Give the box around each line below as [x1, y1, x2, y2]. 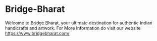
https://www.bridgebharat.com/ [5, 30, 70, 36]
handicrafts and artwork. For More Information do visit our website [5, 25, 141, 31]
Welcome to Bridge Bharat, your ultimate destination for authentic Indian [5, 20, 153, 26]
